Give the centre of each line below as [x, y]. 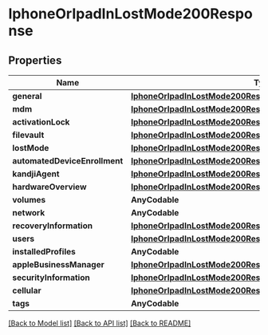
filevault [28, 135]
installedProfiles [44, 252]
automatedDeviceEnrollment [68, 161]
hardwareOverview [49, 187]
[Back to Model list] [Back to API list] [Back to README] [100, 323]
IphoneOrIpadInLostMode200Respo [130, 14]
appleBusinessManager [59, 264]
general [27, 96]
